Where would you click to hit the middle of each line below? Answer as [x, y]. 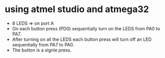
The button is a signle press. [42, 50]
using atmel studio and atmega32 [77, 9]
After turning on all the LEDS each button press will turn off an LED [82, 39]
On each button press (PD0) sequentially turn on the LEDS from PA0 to [86, 28]
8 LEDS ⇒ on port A [33, 23]
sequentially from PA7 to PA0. [43, 44]
